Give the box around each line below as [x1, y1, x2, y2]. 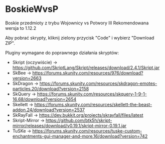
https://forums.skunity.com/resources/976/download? [32, 70, 144, 75]
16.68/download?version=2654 [12, 96, 77, 102]
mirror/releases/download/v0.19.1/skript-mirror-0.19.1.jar [12, 123, 127, 129]
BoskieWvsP [5, 3, 59, 15]
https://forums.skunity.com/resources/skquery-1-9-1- [37, 91, 147, 97]
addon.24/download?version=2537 [12, 107, 85, 113]
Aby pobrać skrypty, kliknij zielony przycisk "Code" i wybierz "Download [5, 35, 155, 41]
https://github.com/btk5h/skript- [45, 117, 112, 123]
